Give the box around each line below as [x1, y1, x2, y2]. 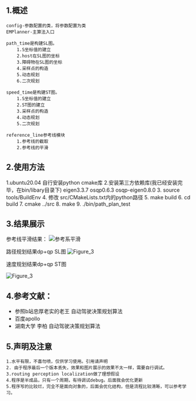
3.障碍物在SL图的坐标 [16, 59, 63, 65]
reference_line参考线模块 [6, 132, 65, 138]
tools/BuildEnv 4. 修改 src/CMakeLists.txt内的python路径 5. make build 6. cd [6, 193, 191, 200]
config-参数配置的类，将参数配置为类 [6, 22, 87, 28]
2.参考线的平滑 [16, 144, 49, 150]
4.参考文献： [6, 291, 53, 301]
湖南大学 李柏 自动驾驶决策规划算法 [14, 323, 101, 330]
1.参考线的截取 [16, 138, 49, 144]
